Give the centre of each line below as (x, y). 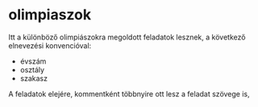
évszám (33, 61)
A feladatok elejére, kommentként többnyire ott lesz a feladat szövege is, (129, 93)
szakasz (34, 78)
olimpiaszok (50, 15)
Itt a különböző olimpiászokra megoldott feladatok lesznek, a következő (127, 37)
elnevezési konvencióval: (50, 45)
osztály (32, 69)
